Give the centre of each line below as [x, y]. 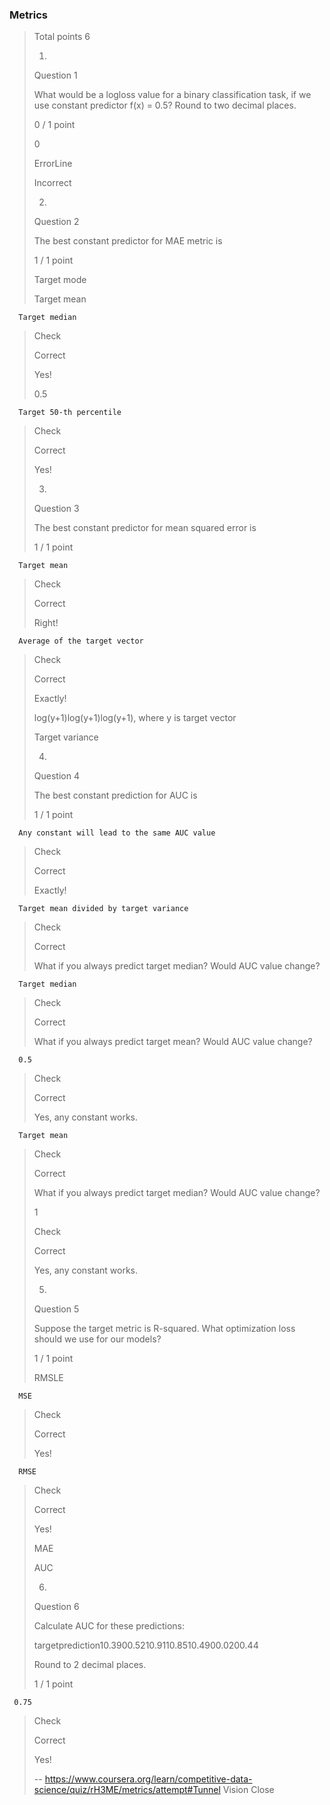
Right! [46, 623]
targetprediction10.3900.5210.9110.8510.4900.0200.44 [146, 1645]
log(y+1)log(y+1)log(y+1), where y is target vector [135, 718]
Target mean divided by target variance [103, 909]
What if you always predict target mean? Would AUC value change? [173, 1042]
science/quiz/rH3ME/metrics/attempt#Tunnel [127, 1790]
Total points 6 [62, 37]
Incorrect [52, 183]
